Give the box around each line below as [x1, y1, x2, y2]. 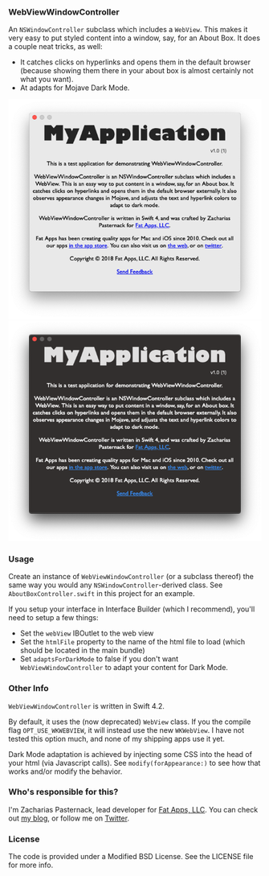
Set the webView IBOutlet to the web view [19, 628, 154, 638]
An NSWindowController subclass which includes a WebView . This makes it [8, 25, 248, 35]
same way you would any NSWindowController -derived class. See [8, 580, 223, 590]
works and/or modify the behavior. [8, 767, 123, 776]
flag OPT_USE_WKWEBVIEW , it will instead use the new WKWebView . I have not [8, 725, 245, 734]
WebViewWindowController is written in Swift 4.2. [8, 701, 165, 710]
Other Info [8, 683, 50, 694]
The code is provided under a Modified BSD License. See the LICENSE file [8, 852, 254, 862]
